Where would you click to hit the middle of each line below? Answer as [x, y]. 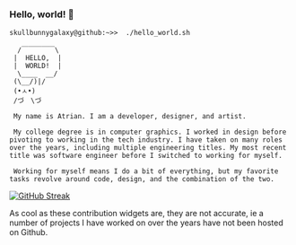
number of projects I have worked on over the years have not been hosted [147, 223]
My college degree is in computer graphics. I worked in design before [150, 132]
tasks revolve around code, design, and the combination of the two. [142, 179]
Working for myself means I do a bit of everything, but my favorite [146, 171]
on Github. [29, 232]
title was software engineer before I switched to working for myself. [146, 156]
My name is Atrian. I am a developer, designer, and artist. [130, 117]
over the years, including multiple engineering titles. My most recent [148, 148]
